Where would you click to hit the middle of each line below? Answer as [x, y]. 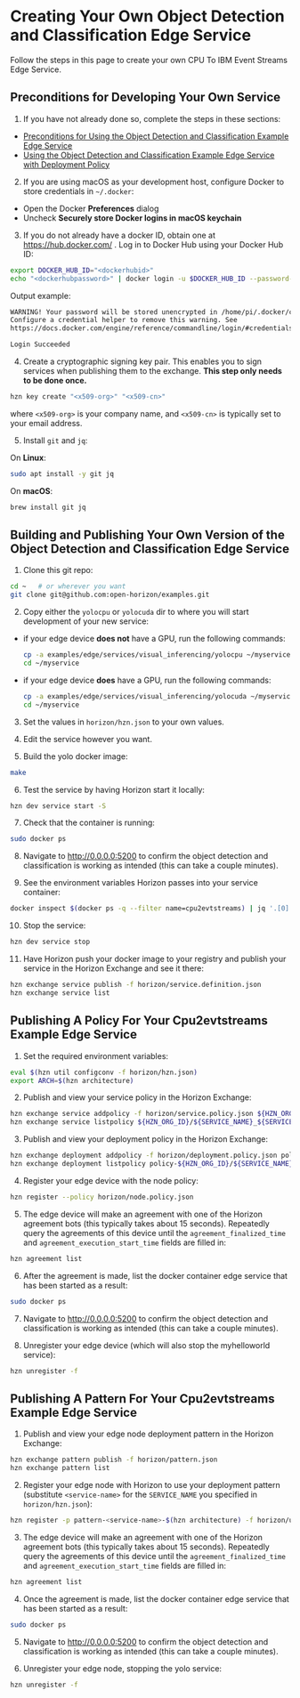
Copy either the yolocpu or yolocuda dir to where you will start [136, 612]
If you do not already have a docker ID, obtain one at [119, 235]
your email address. [46, 423]
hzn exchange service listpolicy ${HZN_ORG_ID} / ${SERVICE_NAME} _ [134, 1122]
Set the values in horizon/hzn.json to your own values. [124, 722]
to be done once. [55, 380]
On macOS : [32, 490]
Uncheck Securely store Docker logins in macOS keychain [132, 218]
